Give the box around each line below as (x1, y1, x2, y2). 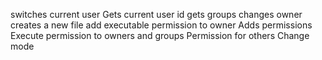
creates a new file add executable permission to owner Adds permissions (10, 19, 313, 31)
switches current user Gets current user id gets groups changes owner (10, 9, 303, 20)
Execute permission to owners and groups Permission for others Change (10, 30, 310, 41)
